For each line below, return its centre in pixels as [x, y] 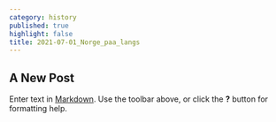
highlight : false [41, 34]
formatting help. [38, 109]
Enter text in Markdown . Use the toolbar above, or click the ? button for [138, 99]
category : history [43, 17]
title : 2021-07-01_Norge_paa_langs [75, 42]
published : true [39, 26]
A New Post [42, 77]
